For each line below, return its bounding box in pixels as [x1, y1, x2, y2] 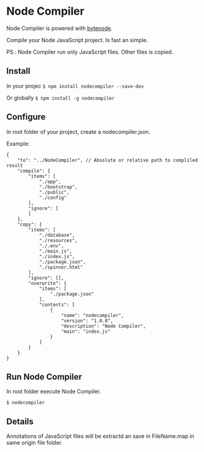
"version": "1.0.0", [60, 317, 114, 324]
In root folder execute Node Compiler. [6, 388, 101, 395]
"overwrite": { [28, 280, 67, 286]
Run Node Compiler [6, 371, 82, 382]
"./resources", [38, 237, 78, 243]
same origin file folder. [6, 439, 63, 446]
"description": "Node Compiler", [60, 323, 147, 329]
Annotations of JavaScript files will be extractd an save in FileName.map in [6, 432, 194, 440]
